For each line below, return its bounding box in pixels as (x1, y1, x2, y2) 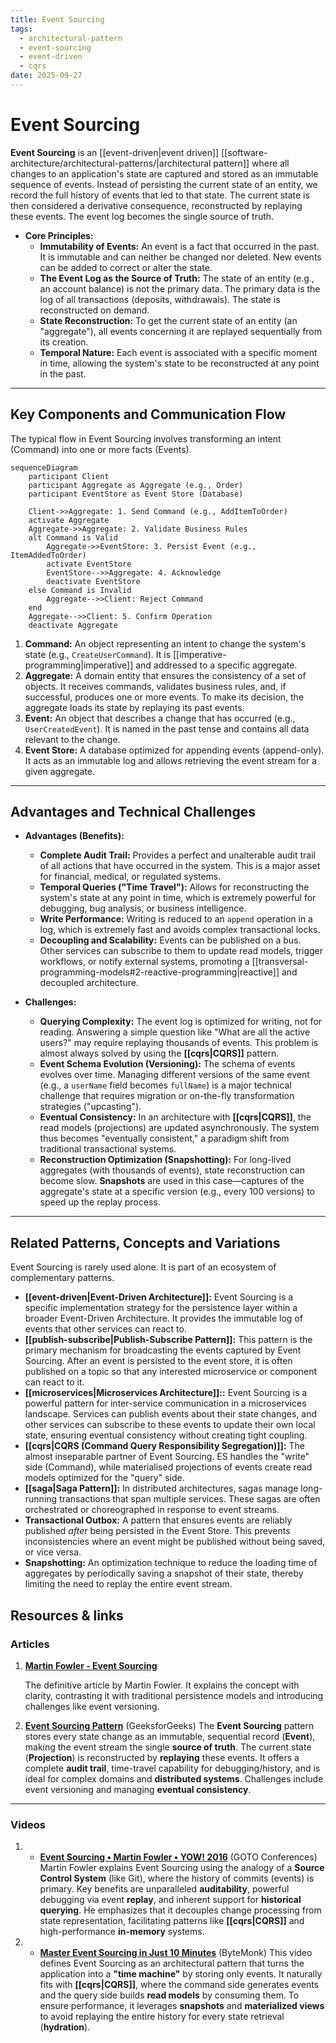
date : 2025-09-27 (10, 71, 83, 81)
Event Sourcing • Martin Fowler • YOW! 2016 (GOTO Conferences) (39, 1851, 318, 1863)
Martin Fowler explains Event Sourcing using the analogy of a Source (39, 1862, 325, 1874)
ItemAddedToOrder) (10, 550, 87, 560)
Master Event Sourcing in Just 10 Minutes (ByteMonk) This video (39, 1947, 313, 1959)
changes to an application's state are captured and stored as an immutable (10, 167, 319, 180)
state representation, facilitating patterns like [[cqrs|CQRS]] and (39, 1915, 305, 1927)
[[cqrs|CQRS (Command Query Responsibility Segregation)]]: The (24, 1440, 305, 1452)
